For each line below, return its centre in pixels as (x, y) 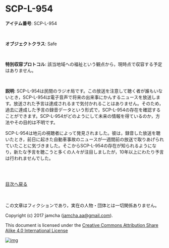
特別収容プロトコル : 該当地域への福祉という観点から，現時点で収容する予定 (84, 64)
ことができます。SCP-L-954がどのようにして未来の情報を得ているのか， (80, 116)
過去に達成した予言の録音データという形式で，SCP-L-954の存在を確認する (83, 110)
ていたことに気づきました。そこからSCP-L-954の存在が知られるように (79, 145)
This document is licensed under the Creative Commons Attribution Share (82, 225)
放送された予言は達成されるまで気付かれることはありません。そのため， (89, 103)
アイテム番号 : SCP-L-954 (31, 23)
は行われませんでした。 (30, 158)
